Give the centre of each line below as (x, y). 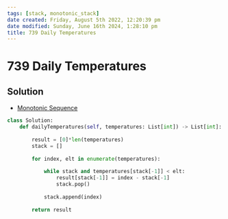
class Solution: (30, 120)
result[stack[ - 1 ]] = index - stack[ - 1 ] (113, 178)
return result (52, 209)
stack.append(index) (73, 197)
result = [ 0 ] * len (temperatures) (78, 140)
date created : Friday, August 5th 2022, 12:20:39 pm (84, 20)
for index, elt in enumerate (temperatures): (96, 159)
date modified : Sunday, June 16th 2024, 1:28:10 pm (82, 26)
